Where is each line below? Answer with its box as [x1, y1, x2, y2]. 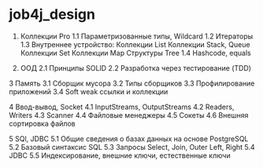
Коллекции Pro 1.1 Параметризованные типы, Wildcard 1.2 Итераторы [20, 31, 254, 41]
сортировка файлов [9, 119, 76, 128]
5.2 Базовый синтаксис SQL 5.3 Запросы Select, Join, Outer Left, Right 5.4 [9, 142, 255, 152]
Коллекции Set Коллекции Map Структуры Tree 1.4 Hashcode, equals [20, 48, 251, 57]
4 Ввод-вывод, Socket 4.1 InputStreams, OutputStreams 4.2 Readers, [9, 102, 235, 111]
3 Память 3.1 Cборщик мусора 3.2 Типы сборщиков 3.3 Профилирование [9, 79, 255, 88]
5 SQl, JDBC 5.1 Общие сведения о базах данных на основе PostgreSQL [9, 133, 249, 143]
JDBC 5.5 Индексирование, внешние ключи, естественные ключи [9, 151, 231, 160]
